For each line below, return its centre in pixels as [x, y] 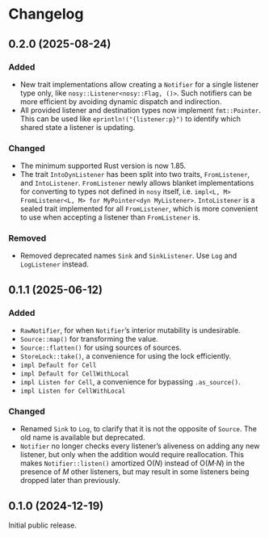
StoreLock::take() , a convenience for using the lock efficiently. [126, 356]
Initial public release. [43, 525]
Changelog [46, 14]
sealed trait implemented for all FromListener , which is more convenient [139, 209]
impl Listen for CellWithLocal [73, 391]
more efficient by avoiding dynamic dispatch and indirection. [121, 101]
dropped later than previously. [70, 481]
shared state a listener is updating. [78, 127]
